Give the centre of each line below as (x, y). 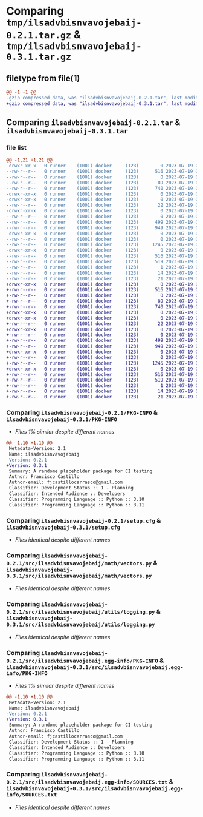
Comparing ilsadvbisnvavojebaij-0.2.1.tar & (93, 123)
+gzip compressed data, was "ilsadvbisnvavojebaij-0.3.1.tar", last (94, 103)
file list (17, 147)
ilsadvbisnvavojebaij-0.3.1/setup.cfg (63, 527)
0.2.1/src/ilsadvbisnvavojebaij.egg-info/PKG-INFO (82, 661)
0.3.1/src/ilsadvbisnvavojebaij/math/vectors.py (79, 576)
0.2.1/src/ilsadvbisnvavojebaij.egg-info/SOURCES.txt (87, 782)
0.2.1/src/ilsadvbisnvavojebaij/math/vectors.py (79, 563)
